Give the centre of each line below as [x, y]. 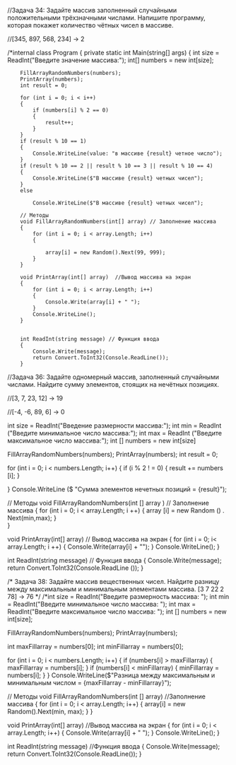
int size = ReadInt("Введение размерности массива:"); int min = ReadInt [114, 426]
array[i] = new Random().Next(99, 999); [105, 252]
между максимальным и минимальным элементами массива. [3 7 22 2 [116, 589]
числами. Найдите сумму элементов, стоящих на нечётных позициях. [113, 384]
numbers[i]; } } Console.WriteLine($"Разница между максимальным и [111, 675]
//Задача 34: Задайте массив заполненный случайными [92, 10]
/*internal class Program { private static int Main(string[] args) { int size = [113, 53]
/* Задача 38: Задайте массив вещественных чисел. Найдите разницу [113, 582]
